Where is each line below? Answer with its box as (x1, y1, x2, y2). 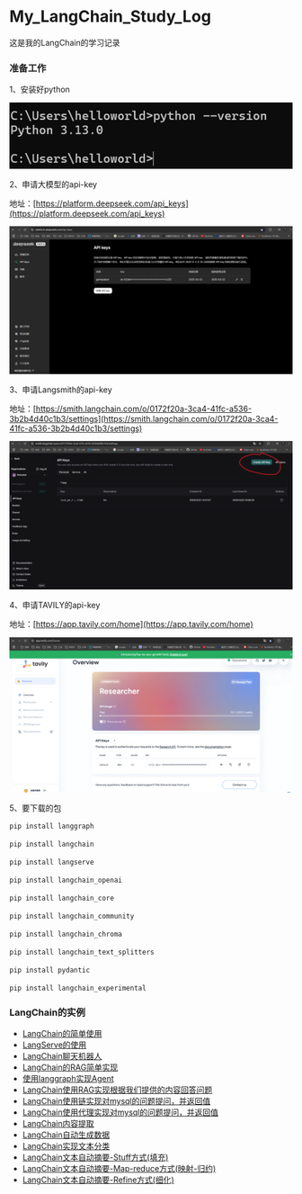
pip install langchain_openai (9, 875, 123, 884)
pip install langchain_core (9, 893, 115, 902)
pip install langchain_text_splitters (9, 947, 155, 956)
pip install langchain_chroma (9, 929, 123, 938)
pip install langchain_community (9, 911, 135, 920)
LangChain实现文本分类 (22, 1141, 111, 1152)
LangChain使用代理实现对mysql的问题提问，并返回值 (22, 1107, 218, 1118)
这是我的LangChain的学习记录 (9, 37, 120, 48)
